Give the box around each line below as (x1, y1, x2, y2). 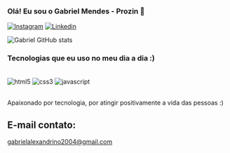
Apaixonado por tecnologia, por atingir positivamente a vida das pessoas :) (7, 98, 224, 107)
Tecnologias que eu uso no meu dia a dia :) (7, 53, 156, 63)
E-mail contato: (7, 119, 76, 131)
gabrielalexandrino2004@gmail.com (7, 138, 113, 146)
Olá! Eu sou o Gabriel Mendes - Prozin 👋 (7, 6, 145, 16)
